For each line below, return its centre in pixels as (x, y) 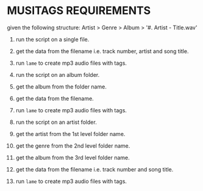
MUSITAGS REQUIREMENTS (79, 11)
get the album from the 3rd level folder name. (73, 157)
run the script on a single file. (52, 39)
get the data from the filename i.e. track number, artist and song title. (102, 51)
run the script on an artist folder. (56, 122)
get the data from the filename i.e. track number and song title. (94, 169)
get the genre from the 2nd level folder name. (73, 146)
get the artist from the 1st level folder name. (70, 134)
